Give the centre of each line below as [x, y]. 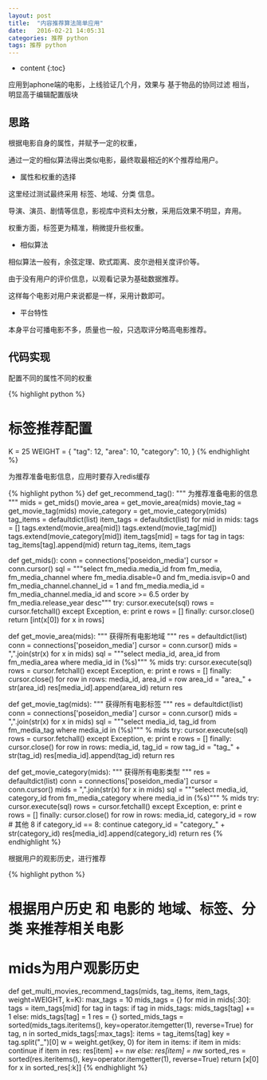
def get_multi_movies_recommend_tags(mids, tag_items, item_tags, [119, 991]
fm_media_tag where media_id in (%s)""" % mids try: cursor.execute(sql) [128, 730]
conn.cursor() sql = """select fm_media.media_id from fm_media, [115, 569]
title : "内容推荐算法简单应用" [56, 23]
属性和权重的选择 [48, 177]
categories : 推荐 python [48, 38]
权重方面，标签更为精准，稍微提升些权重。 [78, 228]
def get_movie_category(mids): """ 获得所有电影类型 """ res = [110, 772]
